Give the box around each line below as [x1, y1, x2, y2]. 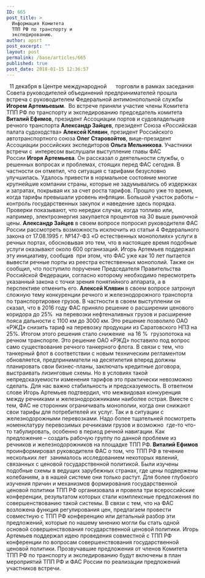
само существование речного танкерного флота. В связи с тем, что [6, 343, 184, 351]
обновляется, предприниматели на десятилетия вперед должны [6, 356, 176, 363]
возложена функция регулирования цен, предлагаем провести [6, 506, 171, 514]
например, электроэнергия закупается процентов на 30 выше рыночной [6, 213, 198, 221]
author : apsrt [6, 37, 43, 44]
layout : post [6, 49, 40, 55]
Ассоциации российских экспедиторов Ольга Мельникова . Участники [6, 142, 192, 149]
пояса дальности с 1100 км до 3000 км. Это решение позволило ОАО [6, 317, 188, 325]
